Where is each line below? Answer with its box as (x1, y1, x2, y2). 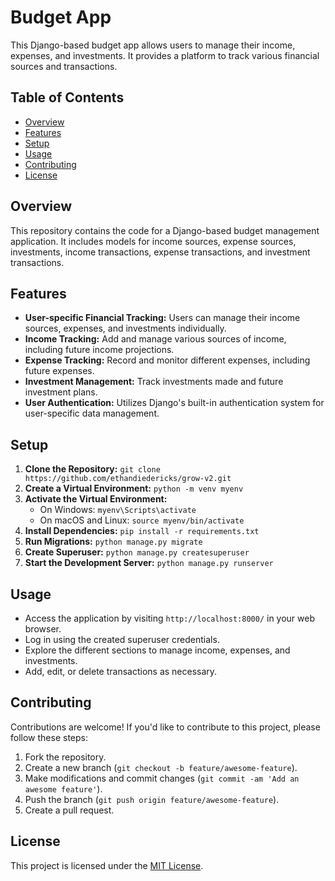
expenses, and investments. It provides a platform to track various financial (10, 49, 320, 61)
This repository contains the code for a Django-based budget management (10, 224, 320, 236)
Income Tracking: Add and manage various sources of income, (24, 333, 287, 345)
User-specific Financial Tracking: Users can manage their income (24, 312, 301, 324)
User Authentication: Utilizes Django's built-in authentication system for (24, 397, 325, 409)
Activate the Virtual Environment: (24, 493, 168, 505)
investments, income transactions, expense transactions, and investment (10, 246, 311, 258)
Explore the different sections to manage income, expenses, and (24, 644, 291, 656)
